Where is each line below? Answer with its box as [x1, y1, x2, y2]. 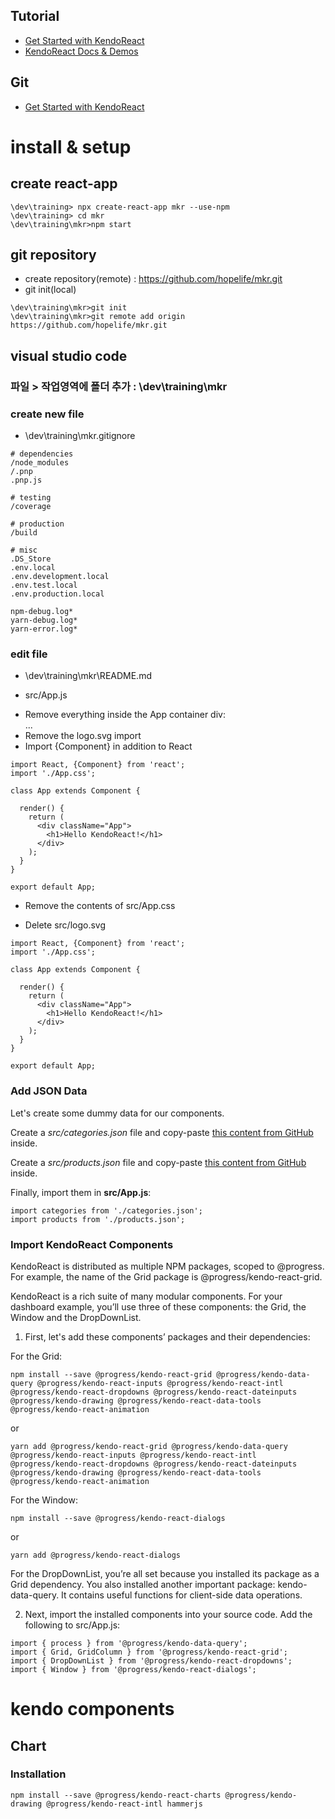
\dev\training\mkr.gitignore [24, 430, 136, 442]
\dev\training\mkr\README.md [24, 670, 152, 682]
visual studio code [10, 347, 128, 364]
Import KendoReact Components [10, 1237, 174, 1251]
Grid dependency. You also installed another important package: [10, 1578, 276, 1590]
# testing [10, 493, 52, 503]
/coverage [10, 502, 52, 512]
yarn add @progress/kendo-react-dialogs [10, 1550, 182, 1560]
